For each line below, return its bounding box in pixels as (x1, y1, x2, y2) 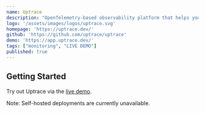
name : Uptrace (6, 9, 43, 15)
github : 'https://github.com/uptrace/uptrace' (6, 32, 127, 38)
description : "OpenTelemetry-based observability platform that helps (6, 15, 190, 21)
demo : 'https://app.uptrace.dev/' (6, 37, 95, 43)
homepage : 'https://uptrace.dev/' (6, 26, 95, 32)
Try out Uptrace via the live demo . (6, 87, 92, 95)
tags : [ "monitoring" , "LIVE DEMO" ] (6, 43, 97, 49)
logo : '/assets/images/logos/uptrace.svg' (6, 20, 116, 26)
